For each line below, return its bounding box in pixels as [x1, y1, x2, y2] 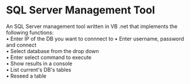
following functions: [6, 29, 54, 36]
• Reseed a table [6, 72, 47, 79]
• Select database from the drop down [6, 47, 99, 54]
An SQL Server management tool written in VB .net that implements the [6, 23, 178, 30]
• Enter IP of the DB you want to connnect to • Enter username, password [6, 35, 185, 42]
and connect [6, 41, 37, 48]
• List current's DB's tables [6, 66, 72, 73]
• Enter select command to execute [6, 54, 92, 61]
